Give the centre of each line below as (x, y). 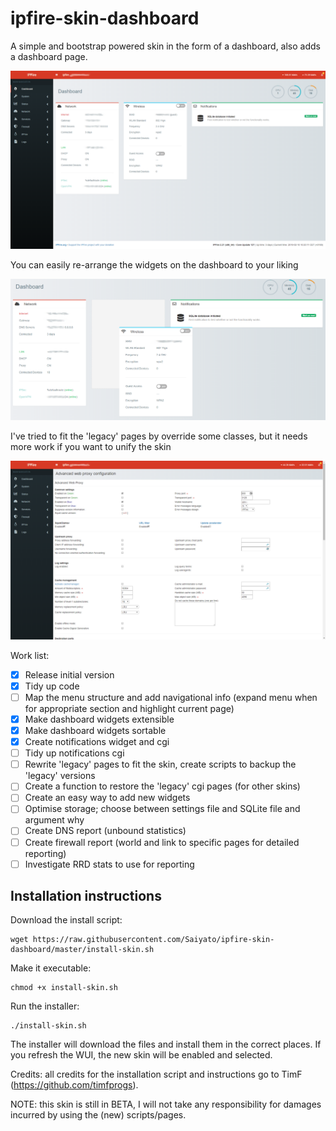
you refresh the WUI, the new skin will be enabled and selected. (141, 1055)
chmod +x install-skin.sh (64, 988)
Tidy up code (52, 686)
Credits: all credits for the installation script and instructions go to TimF (156, 1074)
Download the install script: (66, 920)
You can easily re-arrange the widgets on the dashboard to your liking (154, 265)
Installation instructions (86, 896)
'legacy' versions (60, 776)
